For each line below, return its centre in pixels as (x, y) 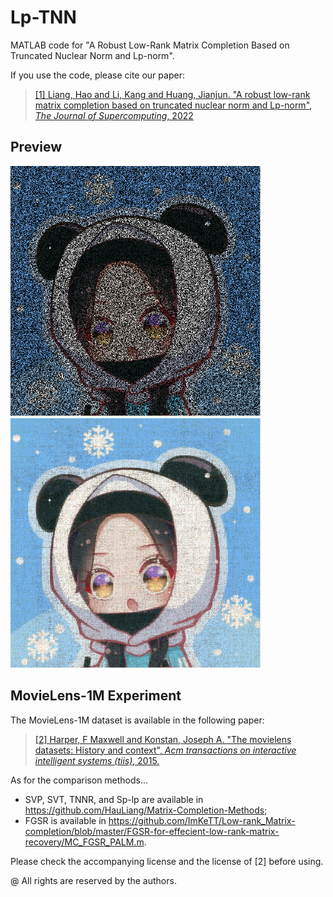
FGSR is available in (65, 820)
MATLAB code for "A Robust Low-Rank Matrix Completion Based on (150, 45)
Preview (36, 147)
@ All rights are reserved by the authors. (93, 880)
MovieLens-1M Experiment (96, 696)
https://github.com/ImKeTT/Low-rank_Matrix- (202, 820)
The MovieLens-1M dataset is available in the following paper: (137, 720)
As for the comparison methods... (79, 780)
